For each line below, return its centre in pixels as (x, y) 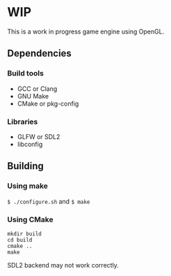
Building (25, 166)
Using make (28, 186)
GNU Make (33, 96)
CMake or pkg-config (48, 103)
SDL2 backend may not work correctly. (63, 265)
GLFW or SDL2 (39, 136)
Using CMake (30, 219)
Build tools (25, 73)
